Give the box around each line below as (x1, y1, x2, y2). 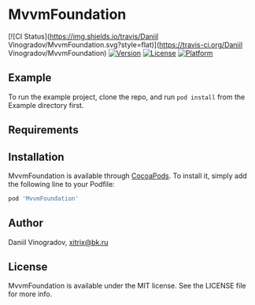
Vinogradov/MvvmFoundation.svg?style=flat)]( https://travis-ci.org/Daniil (8, 39, 242, 49)
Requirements (8, 124, 79, 137)
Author (8, 217, 43, 230)
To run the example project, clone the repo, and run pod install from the (8, 92, 246, 102)
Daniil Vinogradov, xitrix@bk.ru (8, 237, 109, 247)
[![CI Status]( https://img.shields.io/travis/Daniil (8, 32, 159, 41)
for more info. (8, 289, 53, 299)
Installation (8, 150, 65, 163)
